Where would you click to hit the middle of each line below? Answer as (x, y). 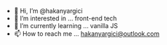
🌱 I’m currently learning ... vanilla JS (66, 26)
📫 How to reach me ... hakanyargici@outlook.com (87, 34)
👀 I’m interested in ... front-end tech (65, 18)
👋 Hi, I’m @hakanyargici (48, 11)
